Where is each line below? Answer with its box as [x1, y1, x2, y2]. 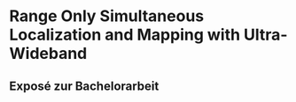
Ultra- [243, 25, 288, 45]
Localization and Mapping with [9, 25, 241, 45]
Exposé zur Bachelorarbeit [9, 78, 160, 93]
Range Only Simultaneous [9, 6, 205, 26]
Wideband [9, 44, 88, 63]
